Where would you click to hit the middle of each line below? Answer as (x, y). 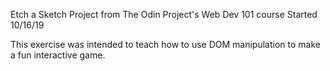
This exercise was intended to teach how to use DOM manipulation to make (165, 44)
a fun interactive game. (58, 55)
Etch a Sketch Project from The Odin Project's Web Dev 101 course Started (164, 14)
